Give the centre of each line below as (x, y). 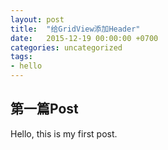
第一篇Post (44, 109)
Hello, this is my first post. (64, 133)
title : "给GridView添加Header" (75, 29)
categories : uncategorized (66, 47)
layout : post (37, 19)
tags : (21, 57)
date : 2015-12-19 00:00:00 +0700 (84, 38)
